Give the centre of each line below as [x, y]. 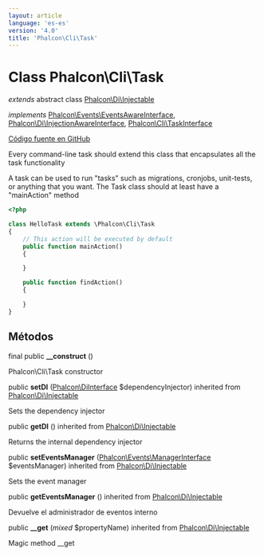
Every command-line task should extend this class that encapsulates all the [132, 154]
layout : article [35, 16]
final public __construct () [51, 356]
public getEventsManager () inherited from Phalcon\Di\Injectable [116, 496]
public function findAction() [73, 283]
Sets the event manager [47, 481]
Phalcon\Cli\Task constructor [56, 371]
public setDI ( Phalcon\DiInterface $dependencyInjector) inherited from [124, 387]
